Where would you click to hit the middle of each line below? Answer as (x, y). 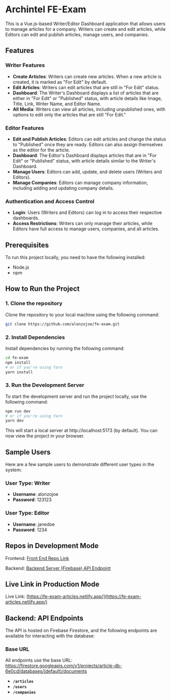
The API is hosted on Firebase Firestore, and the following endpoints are (81, 631)
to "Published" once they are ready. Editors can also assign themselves (88, 144)
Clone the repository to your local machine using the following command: (82, 314)
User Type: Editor (27, 513)
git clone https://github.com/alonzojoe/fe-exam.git (63, 324)
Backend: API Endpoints (44, 618)
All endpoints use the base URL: (39, 661)
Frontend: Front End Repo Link (37, 558)
